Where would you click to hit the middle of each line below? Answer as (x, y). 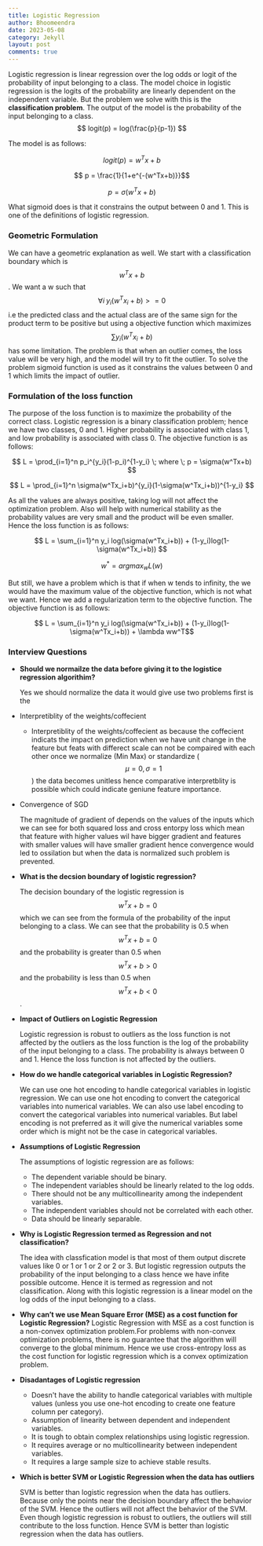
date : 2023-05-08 (37, 30)
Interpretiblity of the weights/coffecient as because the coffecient (137, 731)
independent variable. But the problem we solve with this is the (110, 99)
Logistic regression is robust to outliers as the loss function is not (125, 1034)
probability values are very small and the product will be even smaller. (121, 517)
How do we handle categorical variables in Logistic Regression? (126, 1074)
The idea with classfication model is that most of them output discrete (132, 1257)
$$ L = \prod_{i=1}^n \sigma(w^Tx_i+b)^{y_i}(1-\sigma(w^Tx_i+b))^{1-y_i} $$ (132, 485)
